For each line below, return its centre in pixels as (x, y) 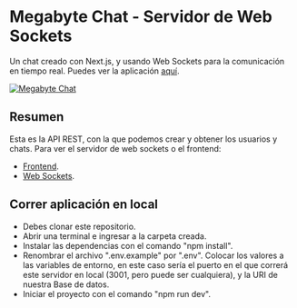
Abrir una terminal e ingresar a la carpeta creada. (114, 236)
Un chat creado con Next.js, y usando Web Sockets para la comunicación (147, 61)
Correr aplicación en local (84, 205)
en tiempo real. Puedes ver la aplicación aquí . (94, 71)
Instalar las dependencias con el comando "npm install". (128, 245)
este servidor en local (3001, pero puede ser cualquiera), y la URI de (150, 274)
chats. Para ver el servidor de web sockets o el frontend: (115, 148)
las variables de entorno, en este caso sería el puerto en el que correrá (155, 264)
